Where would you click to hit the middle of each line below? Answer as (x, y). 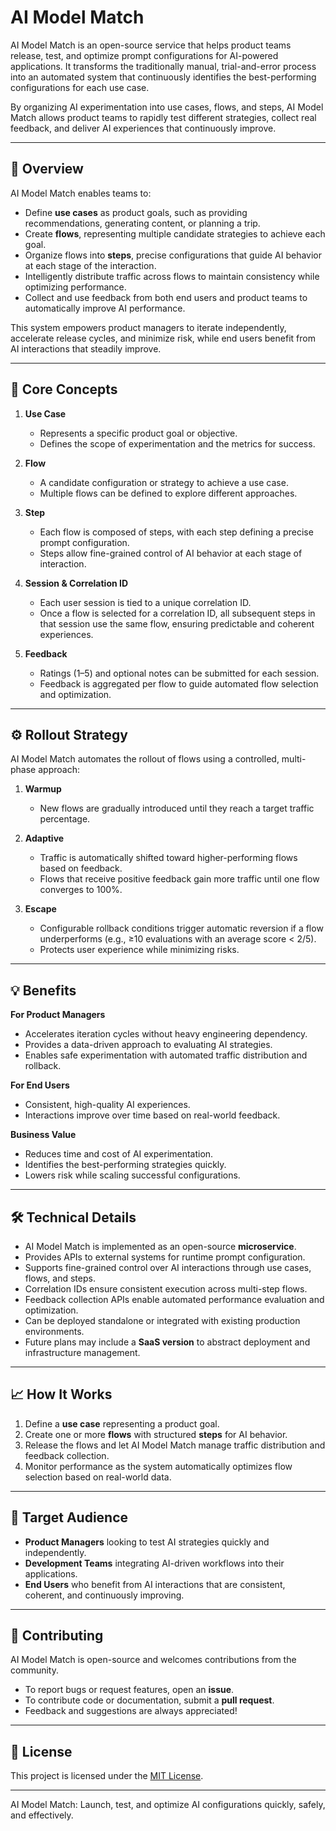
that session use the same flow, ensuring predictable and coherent (177, 623)
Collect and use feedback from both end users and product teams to (166, 297)
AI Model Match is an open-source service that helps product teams (151, 45)
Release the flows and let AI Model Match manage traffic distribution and (175, 1445)
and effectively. (42, 1815)
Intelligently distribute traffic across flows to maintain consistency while (172, 276)
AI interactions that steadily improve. (86, 348)
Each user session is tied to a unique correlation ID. (145, 602)
